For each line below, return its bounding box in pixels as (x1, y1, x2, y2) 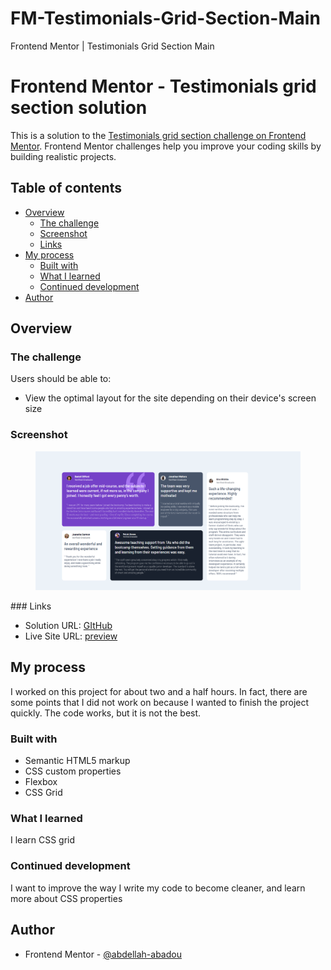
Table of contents (10, 180, 122, 197)
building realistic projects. (10, 150, 117, 162)
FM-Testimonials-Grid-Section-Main (10, 7, 321, 30)
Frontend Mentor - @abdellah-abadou (24, 948, 182, 960)
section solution (10, 97, 148, 119)
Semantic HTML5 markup (24, 755, 131, 767)
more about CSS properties (10, 892, 123, 904)
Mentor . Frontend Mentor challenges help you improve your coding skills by (10, 140, 322, 152)
